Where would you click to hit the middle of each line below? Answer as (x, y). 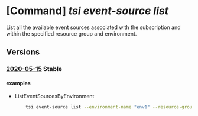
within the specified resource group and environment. (72, 33)
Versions (23, 52)
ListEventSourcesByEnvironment (54, 96)
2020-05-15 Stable (34, 69)
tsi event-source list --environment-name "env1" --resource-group (110, 107)
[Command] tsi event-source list (87, 11)
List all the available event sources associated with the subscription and (94, 27)
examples (18, 83)
